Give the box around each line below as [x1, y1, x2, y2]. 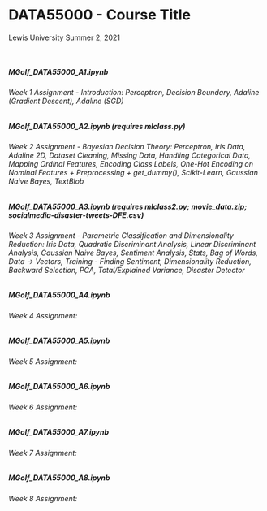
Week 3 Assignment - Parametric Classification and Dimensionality [8, 230, 234, 240]
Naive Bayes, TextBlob [8, 176, 84, 186]
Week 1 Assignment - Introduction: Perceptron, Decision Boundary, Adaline [8, 87, 260, 97]
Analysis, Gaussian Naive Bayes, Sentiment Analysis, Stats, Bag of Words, [8, 248, 258, 258]
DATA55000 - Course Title [8, 6, 191, 24]
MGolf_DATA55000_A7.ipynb [8, 427, 110, 437]
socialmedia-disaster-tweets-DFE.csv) [8, 210, 144, 220]
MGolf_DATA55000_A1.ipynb [8, 67, 109, 76]
